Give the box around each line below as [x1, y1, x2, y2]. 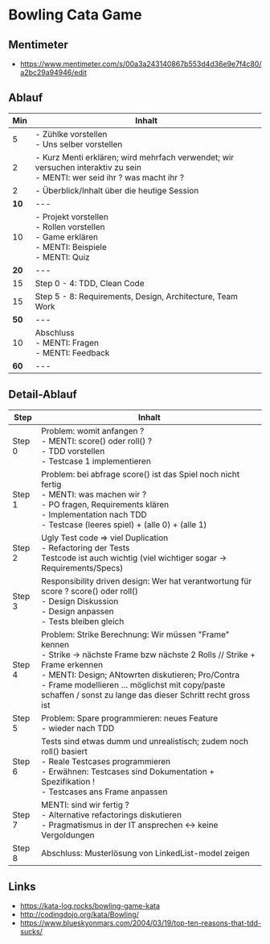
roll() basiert [41, 746, 88, 757]
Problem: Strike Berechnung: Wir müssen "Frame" [41, 629, 230, 640]
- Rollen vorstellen [35, 221, 106, 232]
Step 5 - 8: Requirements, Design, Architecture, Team [35, 290, 239, 301]
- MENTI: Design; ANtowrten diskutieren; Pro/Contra [41, 669, 239, 680]
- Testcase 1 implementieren [41, 455, 151, 467]
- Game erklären [35, 231, 99, 243]
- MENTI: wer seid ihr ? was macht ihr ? [35, 172, 185, 183]
